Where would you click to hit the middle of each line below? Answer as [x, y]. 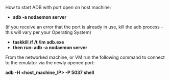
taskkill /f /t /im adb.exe [39, 42]
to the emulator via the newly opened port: [50, 63]
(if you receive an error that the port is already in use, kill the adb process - [84, 27]
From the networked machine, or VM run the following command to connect [85, 57]
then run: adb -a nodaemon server [50, 47]
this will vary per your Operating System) [48, 32]
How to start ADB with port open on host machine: [58, 7]
